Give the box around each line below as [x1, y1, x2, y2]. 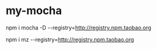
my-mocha [5, 4, 62, 18]
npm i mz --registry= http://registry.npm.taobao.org [5, 36, 134, 43]
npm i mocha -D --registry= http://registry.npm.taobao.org [5, 24, 152, 31]
